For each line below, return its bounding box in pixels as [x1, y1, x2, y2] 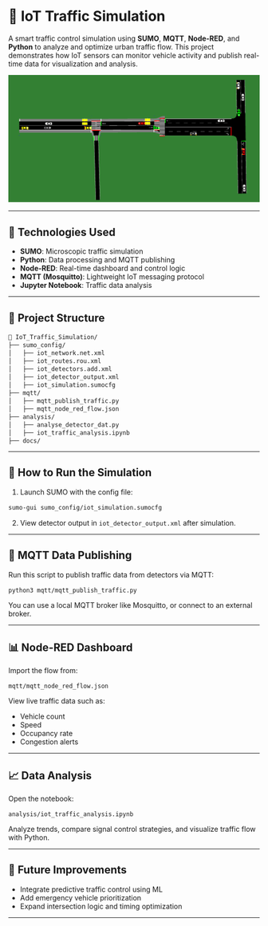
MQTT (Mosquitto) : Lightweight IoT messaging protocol [19, 272, 205, 282]
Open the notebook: [8, 794, 74, 803]
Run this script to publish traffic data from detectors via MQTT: [8, 569, 214, 579]
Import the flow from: [8, 666, 78, 676]
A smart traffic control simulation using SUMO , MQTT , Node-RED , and [8, 33, 240, 43]
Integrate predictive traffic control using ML [19, 885, 164, 894]
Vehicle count [19, 711, 65, 721]
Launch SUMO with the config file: [19, 487, 133, 497]
